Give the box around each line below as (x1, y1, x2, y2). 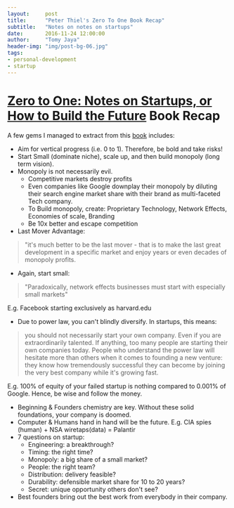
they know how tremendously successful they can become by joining (24, 360, 226, 369)
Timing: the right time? (27, 448, 93, 456)
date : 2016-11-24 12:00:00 (7, 30, 105, 37)
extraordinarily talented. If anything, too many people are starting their (24, 338, 228, 346)
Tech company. (27, 197, 73, 205)
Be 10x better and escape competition (27, 219, 138, 228)
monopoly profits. (24, 255, 76, 263)
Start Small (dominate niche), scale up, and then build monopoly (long (17, 152, 220, 160)
